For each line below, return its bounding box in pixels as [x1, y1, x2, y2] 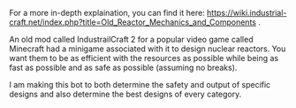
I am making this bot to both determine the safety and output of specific [9, 80, 271, 89]
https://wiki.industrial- [206, 8, 287, 18]
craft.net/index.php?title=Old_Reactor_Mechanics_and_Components [9, 17, 256, 27]
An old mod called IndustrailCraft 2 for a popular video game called [9, 35, 254, 44]
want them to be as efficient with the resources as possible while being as [9, 53, 279, 63]
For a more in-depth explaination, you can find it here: [9, 8, 205, 18]
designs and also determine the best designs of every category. [9, 89, 242, 99]
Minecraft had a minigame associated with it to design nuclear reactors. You [9, 43, 286, 54]
